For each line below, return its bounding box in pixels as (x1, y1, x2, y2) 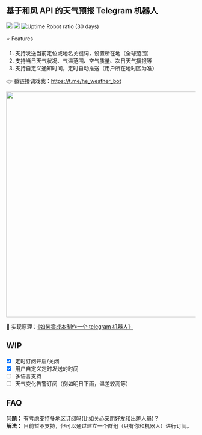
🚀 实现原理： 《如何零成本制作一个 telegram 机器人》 (6, 322, 134, 330)
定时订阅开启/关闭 (14, 357, 60, 365)
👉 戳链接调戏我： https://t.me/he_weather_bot (6, 77, 121, 84)
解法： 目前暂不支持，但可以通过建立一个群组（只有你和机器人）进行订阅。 (6, 422, 192, 429)
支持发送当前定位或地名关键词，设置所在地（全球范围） (14, 49, 152, 57)
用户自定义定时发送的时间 (14, 365, 79, 372)
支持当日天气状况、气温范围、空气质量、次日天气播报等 (14, 57, 152, 64)
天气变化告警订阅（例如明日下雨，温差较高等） (14, 380, 131, 387)
